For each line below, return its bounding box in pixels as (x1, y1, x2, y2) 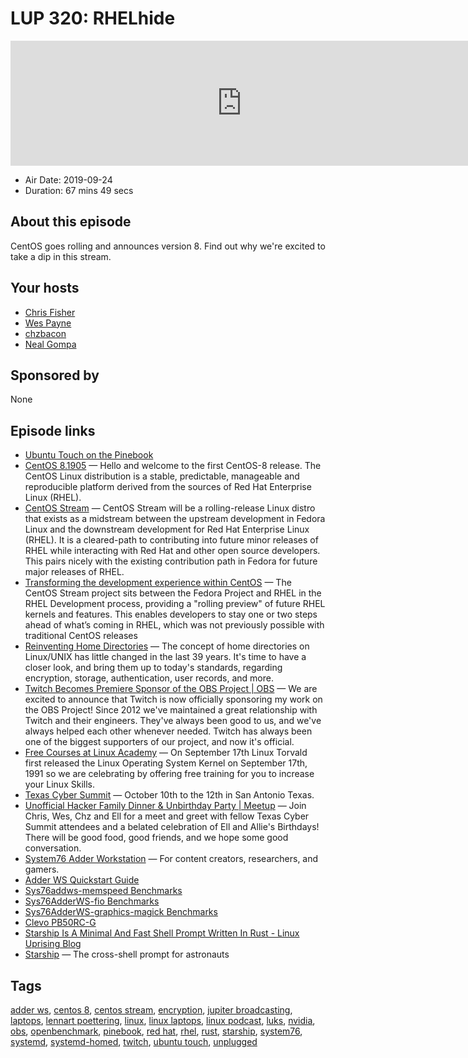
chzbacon (24, 327, 67, 339)
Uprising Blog (24, 938, 82, 950)
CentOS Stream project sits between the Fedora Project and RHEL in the (24, 587, 322, 599)
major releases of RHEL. (24, 566, 125, 578)
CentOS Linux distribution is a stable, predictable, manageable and (24, 470, 300, 482)
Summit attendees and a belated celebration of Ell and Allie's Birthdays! (24, 821, 320, 833)
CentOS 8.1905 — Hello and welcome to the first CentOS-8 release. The (24, 460, 322, 472)
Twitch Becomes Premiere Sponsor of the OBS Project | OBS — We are (24, 683, 318, 695)
